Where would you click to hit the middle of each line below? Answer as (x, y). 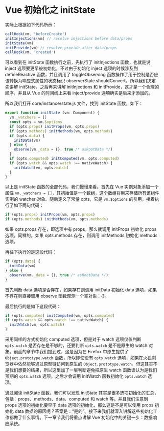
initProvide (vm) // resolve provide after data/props (61, 48)
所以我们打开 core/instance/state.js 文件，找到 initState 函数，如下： (74, 103)
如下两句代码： (29, 205)
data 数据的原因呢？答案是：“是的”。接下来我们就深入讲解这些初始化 (84, 411)
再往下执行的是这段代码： (31, 252)
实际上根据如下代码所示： (31, 25)
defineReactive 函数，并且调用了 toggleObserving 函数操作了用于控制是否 (80, 75)
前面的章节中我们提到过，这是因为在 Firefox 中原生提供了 (71, 352)
